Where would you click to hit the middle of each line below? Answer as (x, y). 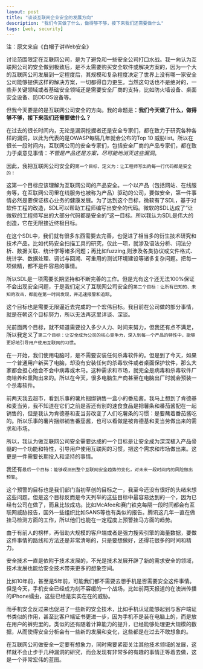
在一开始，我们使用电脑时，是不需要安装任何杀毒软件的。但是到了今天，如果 (101, 355)
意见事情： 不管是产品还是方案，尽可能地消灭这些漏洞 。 (91, 153)
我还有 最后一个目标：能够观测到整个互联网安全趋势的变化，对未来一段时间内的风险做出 (100, 470)
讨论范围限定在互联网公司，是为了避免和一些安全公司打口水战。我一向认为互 (101, 60)
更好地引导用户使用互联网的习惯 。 (43, 343)
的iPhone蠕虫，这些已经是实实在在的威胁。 (60, 596)
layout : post (23, 12)
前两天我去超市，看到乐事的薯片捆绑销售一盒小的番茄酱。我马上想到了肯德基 (101, 398)
